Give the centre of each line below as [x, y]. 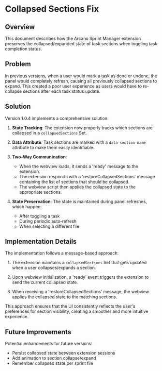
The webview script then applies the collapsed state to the [77, 187]
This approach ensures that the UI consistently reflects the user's [70, 306]
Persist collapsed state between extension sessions [63, 353]
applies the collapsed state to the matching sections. [65, 297]
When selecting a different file [49, 226]
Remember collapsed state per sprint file [52, 363]
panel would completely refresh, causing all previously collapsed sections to [81, 81]
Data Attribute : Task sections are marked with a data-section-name [79, 142]
